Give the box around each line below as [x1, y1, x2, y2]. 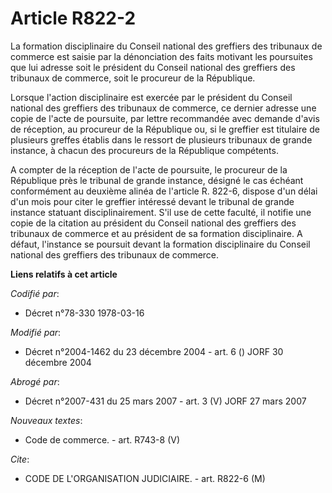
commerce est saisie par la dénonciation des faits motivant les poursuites [10, 50, 313, 62]
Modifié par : [10, 326, 62, 338]
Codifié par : [10, 287, 60, 299]
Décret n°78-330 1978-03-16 [24, 307, 145, 319]
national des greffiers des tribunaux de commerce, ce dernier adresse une [10, 102, 317, 114]
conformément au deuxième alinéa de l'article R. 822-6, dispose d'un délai [10, 185, 318, 197]
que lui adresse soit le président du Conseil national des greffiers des [10, 61, 296, 73]
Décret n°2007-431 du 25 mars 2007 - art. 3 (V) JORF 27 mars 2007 [24, 395, 307, 407]
